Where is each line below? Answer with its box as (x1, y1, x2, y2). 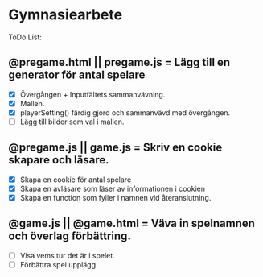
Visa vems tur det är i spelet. (19, 250, 115, 260)
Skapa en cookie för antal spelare (19, 175, 132, 184)
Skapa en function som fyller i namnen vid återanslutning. (19, 192, 212, 202)
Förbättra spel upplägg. (19, 259, 98, 269)
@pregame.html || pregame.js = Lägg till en (8, 56, 231, 69)
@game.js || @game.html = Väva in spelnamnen (8, 217, 256, 230)
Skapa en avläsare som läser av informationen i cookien (19, 184, 205, 193)
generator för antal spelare (8, 68, 146, 82)
